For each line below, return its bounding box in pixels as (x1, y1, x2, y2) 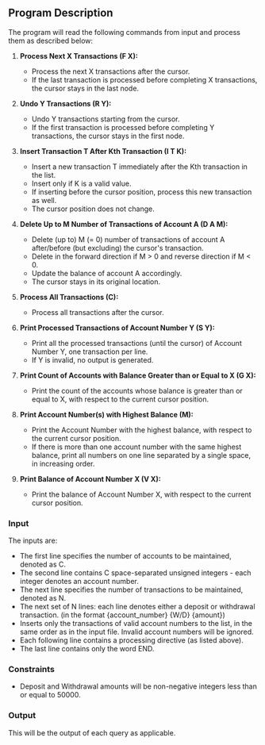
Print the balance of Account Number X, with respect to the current (31, 490, 252, 499)
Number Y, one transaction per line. (31, 347, 148, 356)
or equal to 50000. (19, 690, 81, 700)
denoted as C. (19, 559, 66, 570)
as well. (31, 195, 57, 205)
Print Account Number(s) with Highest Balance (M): (19, 409, 194, 419)
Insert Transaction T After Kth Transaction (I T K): (19, 146, 187, 156)
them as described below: (8, 36, 94, 45)
